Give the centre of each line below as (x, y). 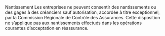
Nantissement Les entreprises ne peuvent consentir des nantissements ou (81, 7)
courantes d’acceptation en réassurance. (47, 28)
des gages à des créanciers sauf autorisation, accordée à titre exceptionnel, (82, 12)
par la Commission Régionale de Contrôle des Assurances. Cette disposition (83, 18)
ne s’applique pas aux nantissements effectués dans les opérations (74, 23)
